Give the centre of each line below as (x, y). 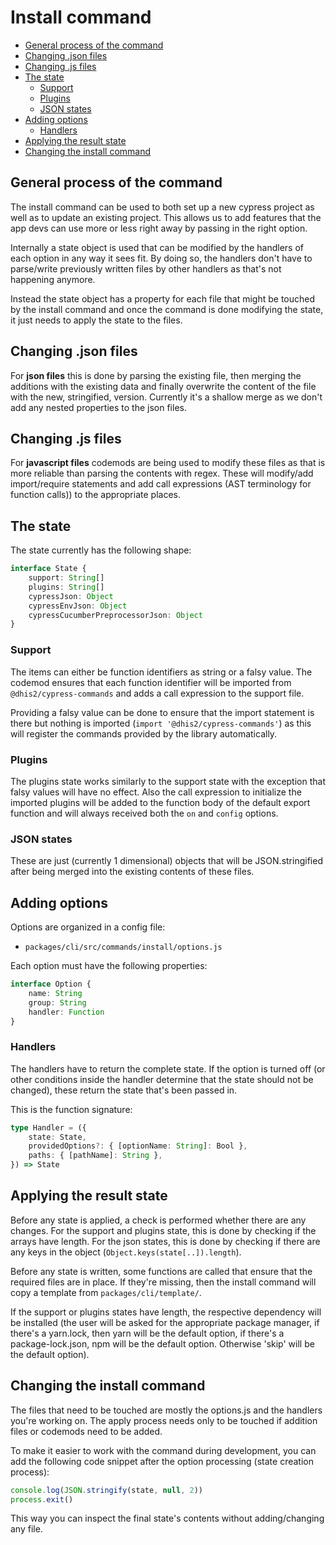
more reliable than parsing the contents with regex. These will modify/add (162, 473)
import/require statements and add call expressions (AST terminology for (161, 484)
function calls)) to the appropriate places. (95, 495)
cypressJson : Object (71, 596)
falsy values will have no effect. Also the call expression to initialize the (156, 792)
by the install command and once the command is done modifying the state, (167, 309)
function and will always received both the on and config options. (144, 813)
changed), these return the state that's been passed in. (124, 1090)
